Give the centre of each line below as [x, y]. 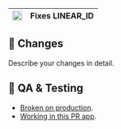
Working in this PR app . [58, 116]
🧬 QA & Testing [46, 89]
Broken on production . [57, 107]
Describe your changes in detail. [61, 62]
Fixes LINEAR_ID [62, 16]
